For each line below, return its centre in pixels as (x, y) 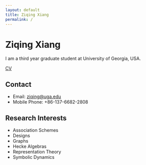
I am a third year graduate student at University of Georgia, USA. (73, 58)
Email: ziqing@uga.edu (37, 96)
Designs (21, 136)
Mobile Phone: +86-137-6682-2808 (50, 102)
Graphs (20, 141)
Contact (18, 84)
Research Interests (36, 118)
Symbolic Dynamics (33, 157)
